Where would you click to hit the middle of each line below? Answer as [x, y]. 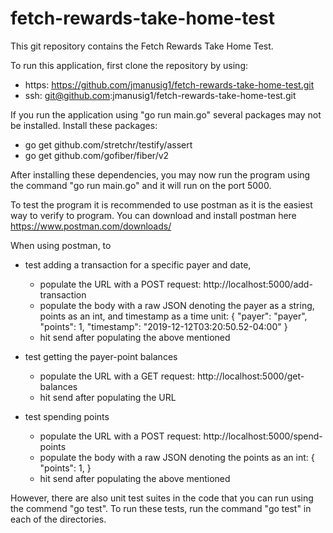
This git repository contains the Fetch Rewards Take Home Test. [142, 46]
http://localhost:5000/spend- [263, 436]
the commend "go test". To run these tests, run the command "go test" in [161, 508]
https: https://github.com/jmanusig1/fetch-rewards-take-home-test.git [169, 84]
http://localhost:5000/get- [250, 376]
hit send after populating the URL [108, 397]
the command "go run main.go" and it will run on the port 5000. [141, 185]
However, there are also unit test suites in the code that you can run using [162, 498]
